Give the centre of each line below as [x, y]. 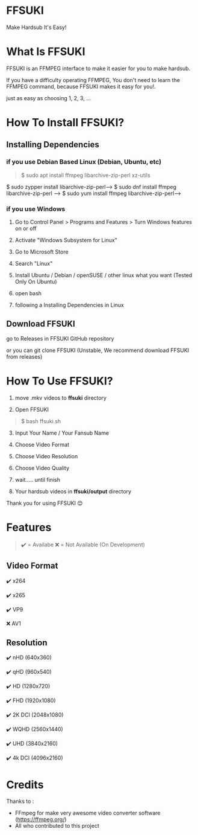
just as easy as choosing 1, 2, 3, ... [49, 98]
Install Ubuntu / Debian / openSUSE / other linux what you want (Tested [104, 275]
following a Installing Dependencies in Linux [70, 305]
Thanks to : [20, 801]
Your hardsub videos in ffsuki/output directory [73, 491]
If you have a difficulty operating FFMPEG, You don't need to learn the [93, 80]
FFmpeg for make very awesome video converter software [88, 813]
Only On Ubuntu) [36, 282]
